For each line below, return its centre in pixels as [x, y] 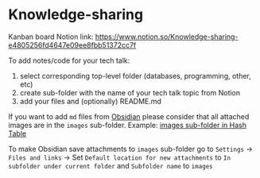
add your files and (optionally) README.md [90, 101]
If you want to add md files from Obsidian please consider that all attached [129, 116]
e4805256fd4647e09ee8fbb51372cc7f [72, 44]
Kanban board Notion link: [51, 37]
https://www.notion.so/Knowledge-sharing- [167, 37]
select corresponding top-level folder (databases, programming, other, [136, 75]
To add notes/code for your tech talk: [69, 60]
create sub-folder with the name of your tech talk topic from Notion [130, 92]
